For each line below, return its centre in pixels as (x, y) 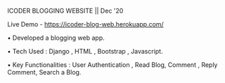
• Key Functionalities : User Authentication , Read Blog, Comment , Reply (112, 65)
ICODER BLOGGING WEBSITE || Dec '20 (65, 11)
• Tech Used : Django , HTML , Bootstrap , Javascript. (85, 51)
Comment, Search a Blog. (44, 72)
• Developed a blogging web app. (56, 38)
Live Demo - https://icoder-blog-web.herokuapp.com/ (85, 24)
